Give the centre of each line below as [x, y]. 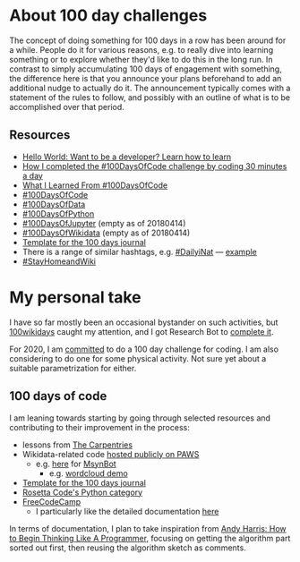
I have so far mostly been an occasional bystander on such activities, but [144, 322]
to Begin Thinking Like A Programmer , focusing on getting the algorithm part [150, 538]
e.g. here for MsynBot [76, 464]
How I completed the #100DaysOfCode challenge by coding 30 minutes [154, 166]
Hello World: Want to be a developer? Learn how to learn [127, 157]
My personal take [75, 297]
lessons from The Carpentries [77, 445]
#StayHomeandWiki [59, 261]
